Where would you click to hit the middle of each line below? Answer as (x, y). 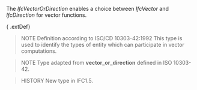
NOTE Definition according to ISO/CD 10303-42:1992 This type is (102, 38)
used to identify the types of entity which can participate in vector (103, 45)
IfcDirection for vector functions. (47, 15)
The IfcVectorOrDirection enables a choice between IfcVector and (88, 9)
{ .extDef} (18, 27)
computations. (39, 51)
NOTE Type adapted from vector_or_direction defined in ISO (96, 63)
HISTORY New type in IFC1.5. (57, 81)
